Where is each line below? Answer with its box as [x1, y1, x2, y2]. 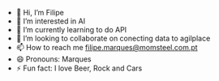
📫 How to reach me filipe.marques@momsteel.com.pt [15, 43, 198, 52]
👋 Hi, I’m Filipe [15, 8, 65, 17]
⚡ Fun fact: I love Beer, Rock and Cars [15, 63, 143, 73]
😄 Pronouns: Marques [15, 54, 92, 64]
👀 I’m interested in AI [15, 16, 86, 26]
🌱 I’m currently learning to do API [15, 25, 127, 34]
